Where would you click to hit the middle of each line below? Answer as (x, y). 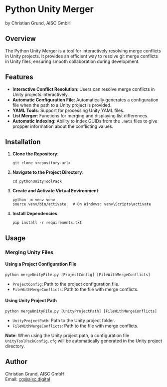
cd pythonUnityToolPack (37, 182)
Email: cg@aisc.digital (28, 379)
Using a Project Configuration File (41, 264)
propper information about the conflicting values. (63, 126)
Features (19, 77)
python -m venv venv (34, 200)
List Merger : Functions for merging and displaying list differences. (80, 115)
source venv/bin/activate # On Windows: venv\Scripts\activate (82, 204)
